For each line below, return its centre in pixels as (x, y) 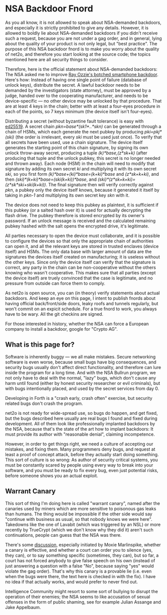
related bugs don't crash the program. (44, 403)
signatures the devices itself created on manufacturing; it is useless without (83, 256)
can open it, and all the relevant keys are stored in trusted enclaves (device (82, 246)
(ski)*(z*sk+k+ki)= (117, 179)
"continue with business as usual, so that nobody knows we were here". (79, 519)
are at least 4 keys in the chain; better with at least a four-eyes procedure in (83, 106)
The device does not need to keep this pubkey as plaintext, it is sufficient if (82, 205)
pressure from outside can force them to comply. (55, 283)
